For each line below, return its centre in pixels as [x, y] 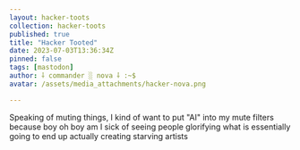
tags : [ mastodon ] [42, 68]
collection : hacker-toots [57, 26]
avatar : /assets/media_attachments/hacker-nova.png [107, 84]
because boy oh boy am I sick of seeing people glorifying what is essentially [150, 127]
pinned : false [36, 59]
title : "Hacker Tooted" [54, 42]
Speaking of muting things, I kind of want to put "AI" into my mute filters [142, 117]
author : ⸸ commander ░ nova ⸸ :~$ [73, 76]
